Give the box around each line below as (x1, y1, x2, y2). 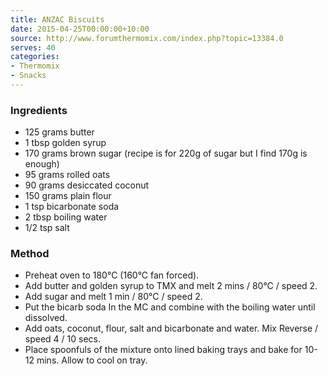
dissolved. (24, 312, 68, 324)
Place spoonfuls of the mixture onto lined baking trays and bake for (24, 344, 303, 356)
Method (10, 247, 50, 261)
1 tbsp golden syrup (24, 137, 107, 149)
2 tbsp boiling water (24, 211, 108, 223)
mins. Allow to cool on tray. (36, 354, 148, 366)
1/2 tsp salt (24, 222, 70, 234)
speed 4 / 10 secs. (24, 333, 101, 345)
